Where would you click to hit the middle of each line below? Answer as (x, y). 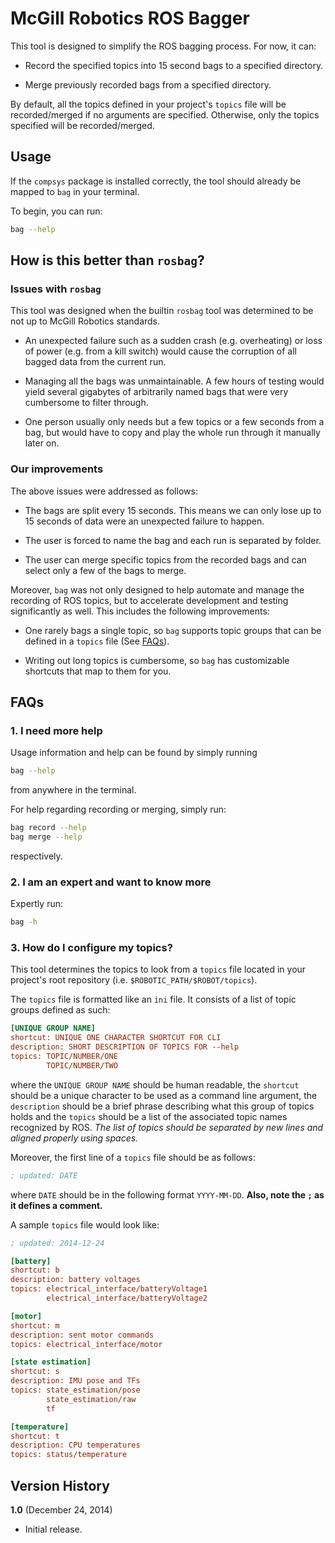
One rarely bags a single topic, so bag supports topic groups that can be (173, 630)
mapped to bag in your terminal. (75, 191)
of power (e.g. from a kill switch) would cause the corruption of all (160, 351)
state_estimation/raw (91, 1399)
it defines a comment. (56, 1205)
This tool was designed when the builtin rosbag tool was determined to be (162, 311)
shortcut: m (35, 1325)
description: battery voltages (75, 1280)
